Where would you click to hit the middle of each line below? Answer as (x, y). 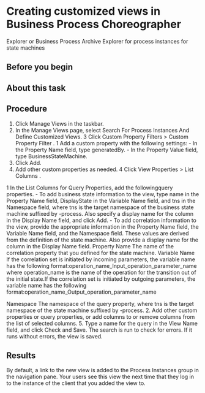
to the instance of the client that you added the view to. (76, 383)
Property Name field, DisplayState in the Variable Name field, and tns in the (101, 200)
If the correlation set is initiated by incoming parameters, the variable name (101, 259)
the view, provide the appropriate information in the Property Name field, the (102, 227)
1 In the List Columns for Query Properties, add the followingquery (90, 188)
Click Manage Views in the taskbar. (59, 123)
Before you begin (40, 67)
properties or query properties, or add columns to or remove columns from (101, 316)
